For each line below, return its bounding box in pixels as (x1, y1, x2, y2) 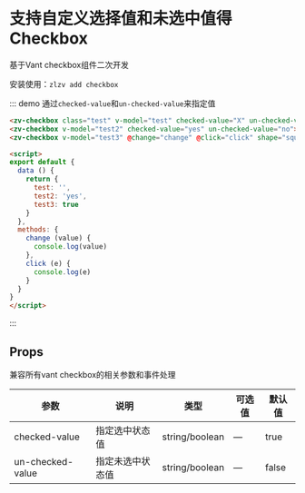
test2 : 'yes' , (33, 192, 88, 201)
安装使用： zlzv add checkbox (9, 78, 119, 89)
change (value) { (25, 233, 92, 243)
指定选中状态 (94, 424, 151, 437)
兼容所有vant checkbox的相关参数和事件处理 (9, 370, 176, 380)
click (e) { (25, 259, 71, 268)
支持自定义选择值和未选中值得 (9, 8, 233, 29)
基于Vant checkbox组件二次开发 (9, 59, 130, 70)
